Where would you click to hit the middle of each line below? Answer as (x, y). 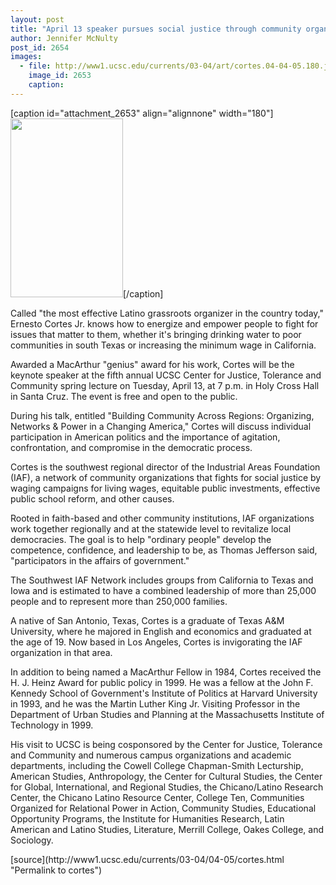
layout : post (37, 19)
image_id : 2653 (60, 76)
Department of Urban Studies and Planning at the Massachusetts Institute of (167, 714)
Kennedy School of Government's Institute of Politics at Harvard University (164, 693)
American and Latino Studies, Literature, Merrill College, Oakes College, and (167, 829)
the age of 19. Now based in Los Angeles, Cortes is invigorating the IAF (156, 642)
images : (26, 57)
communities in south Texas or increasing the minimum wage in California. (163, 345)
